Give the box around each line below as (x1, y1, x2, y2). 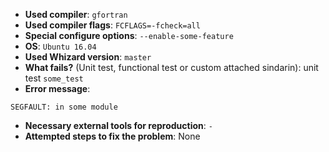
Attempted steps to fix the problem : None (24, 130, 201, 142)
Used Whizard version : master (24, 51, 152, 63)
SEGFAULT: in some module (10, 102, 118, 112)
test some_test (24, 72, 84, 84)
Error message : (24, 83, 91, 94)
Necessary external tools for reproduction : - (24, 120, 213, 131)
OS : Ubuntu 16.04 (24, 40, 97, 52)
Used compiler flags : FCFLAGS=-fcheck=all (24, 19, 201, 31)
